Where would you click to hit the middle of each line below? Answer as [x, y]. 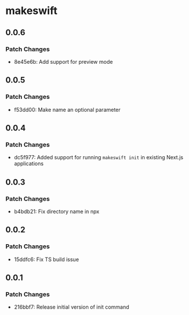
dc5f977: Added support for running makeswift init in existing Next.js [99, 158]
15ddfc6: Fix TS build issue [47, 259]
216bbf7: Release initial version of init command [71, 307]
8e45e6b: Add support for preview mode [63, 61]
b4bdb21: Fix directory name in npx [57, 211]
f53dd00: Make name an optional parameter [67, 109]
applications [29, 164]
